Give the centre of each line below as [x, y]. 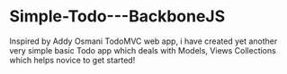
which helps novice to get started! [72, 60]
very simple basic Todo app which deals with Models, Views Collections [143, 50]
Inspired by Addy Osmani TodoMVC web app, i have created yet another [143, 41]
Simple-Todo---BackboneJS [117, 16]
